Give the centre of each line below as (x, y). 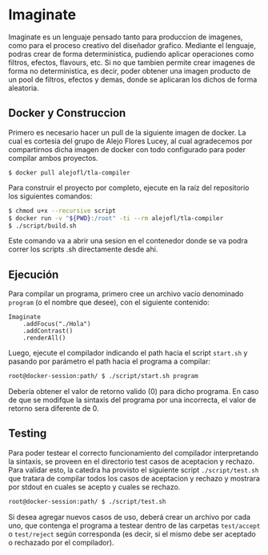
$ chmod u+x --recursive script (62, 211)
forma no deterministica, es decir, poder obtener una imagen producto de (130, 70)
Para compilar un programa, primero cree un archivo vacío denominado (126, 294)
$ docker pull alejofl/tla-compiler (69, 173)
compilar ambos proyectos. (53, 158)
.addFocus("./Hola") (57, 324)
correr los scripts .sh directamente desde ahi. (83, 249)
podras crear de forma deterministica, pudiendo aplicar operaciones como (131, 54)
